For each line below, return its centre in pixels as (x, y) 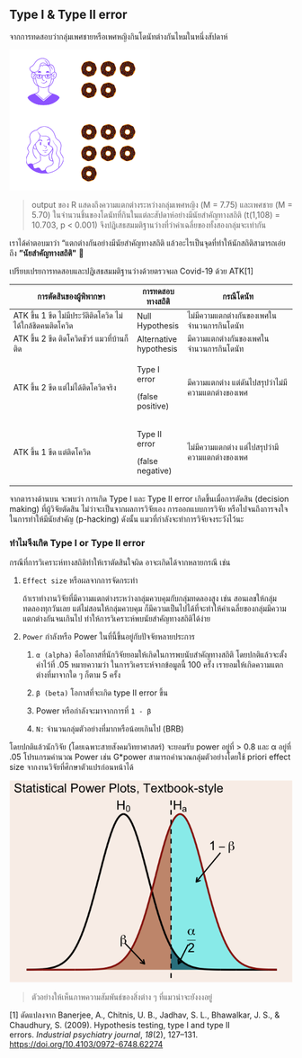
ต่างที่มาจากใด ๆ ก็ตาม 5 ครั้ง (78, 675)
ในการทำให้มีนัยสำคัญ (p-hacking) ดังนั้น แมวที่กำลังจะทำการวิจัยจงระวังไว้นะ (127, 519)
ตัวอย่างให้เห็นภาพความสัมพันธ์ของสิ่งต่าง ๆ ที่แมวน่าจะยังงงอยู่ (122, 997)
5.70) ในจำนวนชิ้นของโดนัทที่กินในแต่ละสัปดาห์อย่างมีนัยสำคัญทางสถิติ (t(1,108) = (155, 214)
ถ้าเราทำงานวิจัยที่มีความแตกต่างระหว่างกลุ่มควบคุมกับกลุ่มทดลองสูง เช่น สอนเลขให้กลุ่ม (149, 598)
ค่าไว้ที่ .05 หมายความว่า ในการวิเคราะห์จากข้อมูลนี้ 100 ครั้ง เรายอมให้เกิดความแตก (160, 665)
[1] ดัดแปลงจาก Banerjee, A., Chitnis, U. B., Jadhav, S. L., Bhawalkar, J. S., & (145, 1015)
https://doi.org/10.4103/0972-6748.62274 (86, 1045)
